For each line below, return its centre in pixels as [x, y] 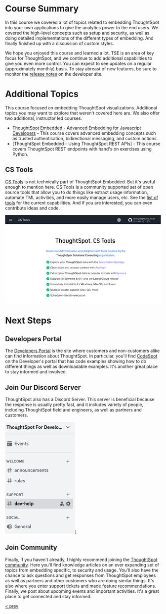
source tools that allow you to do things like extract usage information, [77, 192]
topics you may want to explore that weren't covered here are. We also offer [83, 113]
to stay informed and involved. [36, 372]
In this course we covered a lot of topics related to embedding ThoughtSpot [82, 22]
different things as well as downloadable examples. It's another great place [82, 366]
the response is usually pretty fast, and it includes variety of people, [74, 405]
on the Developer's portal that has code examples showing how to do [76, 361]
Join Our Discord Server [43, 387]
